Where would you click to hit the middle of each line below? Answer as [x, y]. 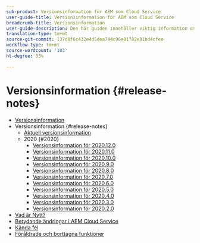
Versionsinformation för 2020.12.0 [74, 145]
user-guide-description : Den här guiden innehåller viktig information [97, 28]
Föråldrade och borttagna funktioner [60, 233]
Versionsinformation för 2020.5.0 [73, 189]
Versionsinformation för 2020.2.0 [73, 208]
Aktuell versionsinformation [57, 132]
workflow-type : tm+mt [33, 45]
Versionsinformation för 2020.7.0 [73, 177]
